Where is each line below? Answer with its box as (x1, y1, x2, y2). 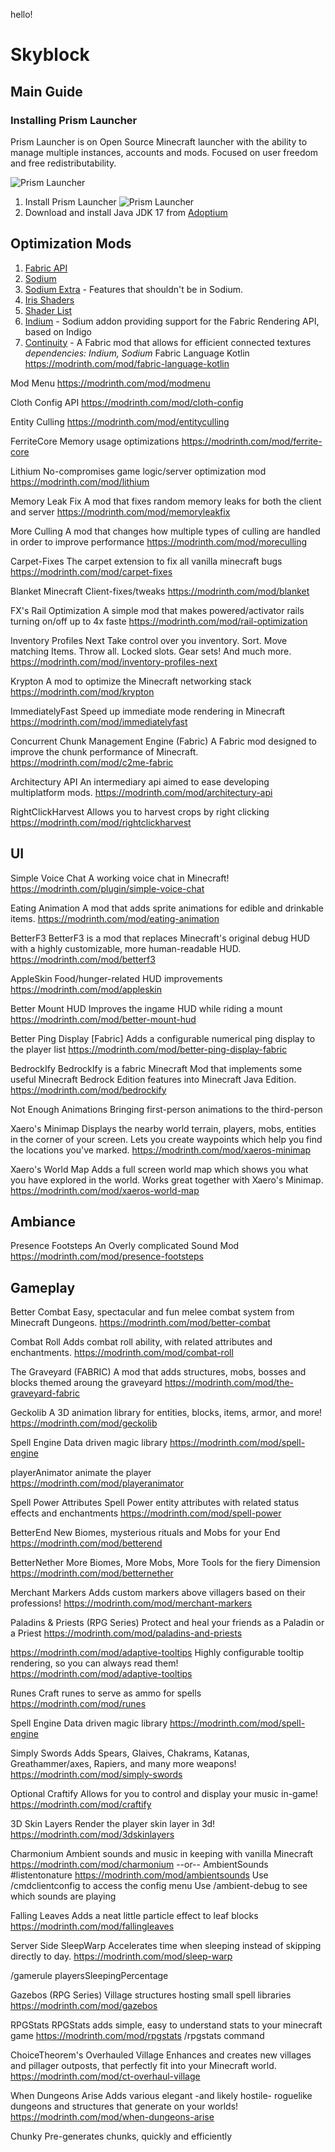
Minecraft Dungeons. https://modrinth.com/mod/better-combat (10, 1317, 271, 1329)
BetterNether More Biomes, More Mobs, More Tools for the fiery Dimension (10, 1557, 321, 1569)
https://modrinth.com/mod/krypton (10, 685, 155, 698)
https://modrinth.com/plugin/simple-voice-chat (10, 882, 205, 894)
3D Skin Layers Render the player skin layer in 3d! (10, 1818, 216, 1830)
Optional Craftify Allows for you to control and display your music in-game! (10, 1788, 319, 1800)
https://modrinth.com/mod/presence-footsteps (10, 1250, 204, 1263)
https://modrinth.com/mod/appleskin (10, 983, 162, 995)
